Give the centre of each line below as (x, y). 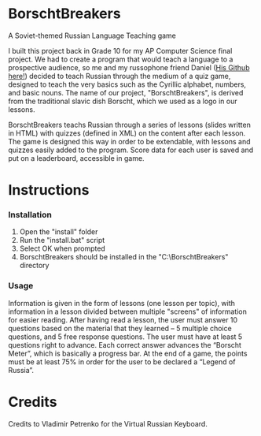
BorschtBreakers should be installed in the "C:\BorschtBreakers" (124, 257)
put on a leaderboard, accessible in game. (76, 158)
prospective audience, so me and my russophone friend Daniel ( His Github (129, 67)
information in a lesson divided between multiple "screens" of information (128, 311)
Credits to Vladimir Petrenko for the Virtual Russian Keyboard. (108, 423)
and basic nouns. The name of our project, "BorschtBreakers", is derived (126, 92)
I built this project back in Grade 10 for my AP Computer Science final (120, 50)
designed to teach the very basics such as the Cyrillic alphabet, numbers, (127, 84)
